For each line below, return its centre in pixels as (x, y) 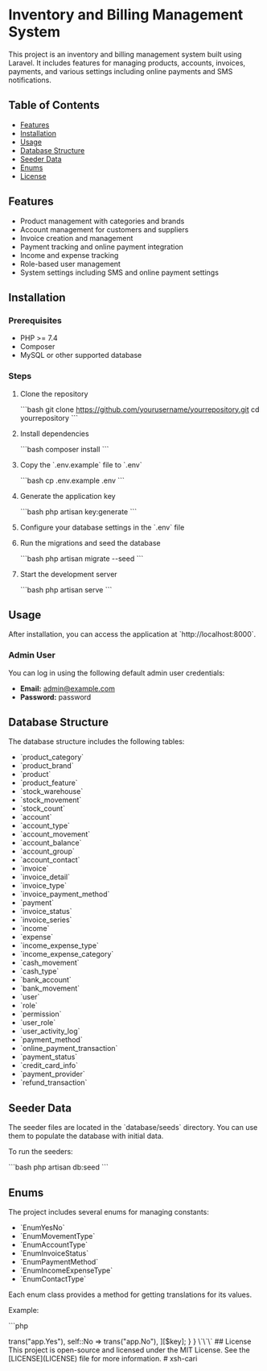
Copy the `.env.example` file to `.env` (81, 464)
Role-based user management (70, 264)
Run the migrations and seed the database (90, 542)
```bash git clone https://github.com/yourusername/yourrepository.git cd (140, 409)
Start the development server (69, 574)
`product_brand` (47, 766)
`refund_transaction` (53, 1082)
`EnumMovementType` (58, 1236)
